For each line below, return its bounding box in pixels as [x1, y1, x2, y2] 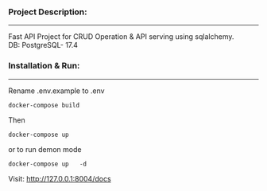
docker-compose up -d [8, 160, 87, 168]
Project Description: [8, 6, 87, 18]
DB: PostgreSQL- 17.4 [8, 41, 78, 50]
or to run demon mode [8, 144, 82, 154]
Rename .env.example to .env [8, 86, 105, 95]
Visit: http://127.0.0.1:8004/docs [8, 173, 111, 183]
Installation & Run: [8, 60, 80, 72]
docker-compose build [8, 101, 80, 109]
